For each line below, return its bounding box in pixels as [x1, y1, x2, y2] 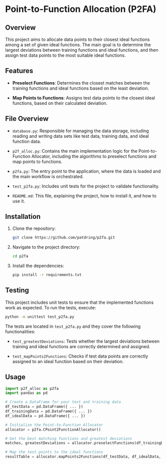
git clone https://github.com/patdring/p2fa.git [12, 235, 115, 240]
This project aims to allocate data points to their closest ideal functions [5, 36, 150, 42]
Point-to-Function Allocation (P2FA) [5, 3, 157, 15]
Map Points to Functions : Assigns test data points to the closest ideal [12, 94, 155, 100]
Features [5, 67, 33, 75]
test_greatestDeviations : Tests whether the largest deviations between [12, 338, 160, 344]
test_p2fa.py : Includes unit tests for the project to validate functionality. [12, 183, 160, 189]
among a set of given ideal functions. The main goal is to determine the [5, 42, 151, 48]
